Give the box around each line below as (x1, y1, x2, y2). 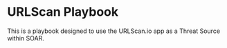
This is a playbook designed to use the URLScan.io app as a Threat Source (7, 27, 220, 35)
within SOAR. (7, 34, 45, 42)
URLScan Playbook (7, 4, 119, 20)
